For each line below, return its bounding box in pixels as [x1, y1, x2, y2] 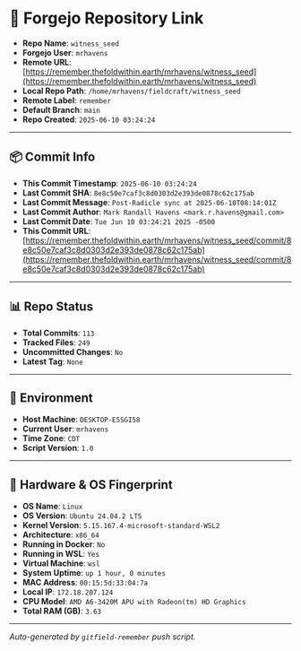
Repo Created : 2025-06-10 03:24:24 [21, 114, 156, 125]
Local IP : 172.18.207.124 [21, 586, 114, 597]
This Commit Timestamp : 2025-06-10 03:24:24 [21, 178, 197, 188]
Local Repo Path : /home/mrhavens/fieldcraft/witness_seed [21, 85, 241, 96]
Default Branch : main [21, 104, 101, 115]
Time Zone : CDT [21, 433, 81, 444]
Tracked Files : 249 [21, 336, 90, 348]
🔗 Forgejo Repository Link [9, 8, 204, 29]
